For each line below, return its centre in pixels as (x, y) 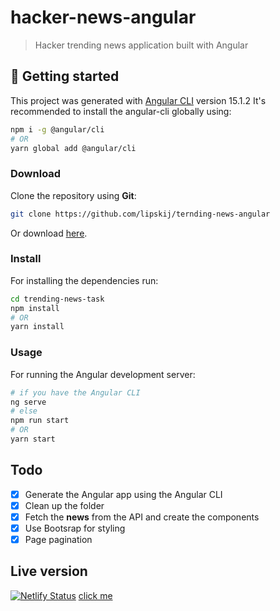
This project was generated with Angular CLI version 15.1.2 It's (138, 100)
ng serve (28, 402)
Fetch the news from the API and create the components (142, 517)
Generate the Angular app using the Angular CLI (123, 494)
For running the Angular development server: (103, 374)
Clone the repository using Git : (73, 195)
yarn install (37, 327)
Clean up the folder (64, 505)
